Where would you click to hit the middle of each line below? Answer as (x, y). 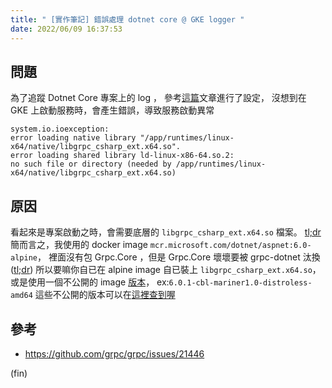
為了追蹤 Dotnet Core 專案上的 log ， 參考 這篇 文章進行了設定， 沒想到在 (158, 98)
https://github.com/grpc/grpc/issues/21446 (114, 353)
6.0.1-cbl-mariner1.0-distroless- (240, 283)
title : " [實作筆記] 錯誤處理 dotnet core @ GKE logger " (127, 19)
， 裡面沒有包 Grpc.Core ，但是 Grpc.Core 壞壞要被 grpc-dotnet (168, 257)
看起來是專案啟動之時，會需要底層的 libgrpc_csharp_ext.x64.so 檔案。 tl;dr (166, 232)
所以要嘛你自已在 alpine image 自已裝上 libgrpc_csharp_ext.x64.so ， (178, 270)
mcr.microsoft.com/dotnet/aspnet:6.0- (230, 246)
